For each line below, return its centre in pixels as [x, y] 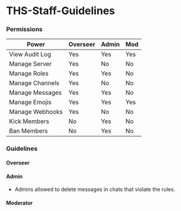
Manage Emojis [30, 103]
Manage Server [30, 64]
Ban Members [29, 131]
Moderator [19, 203]
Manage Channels [34, 83]
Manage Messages [35, 93]
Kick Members [29, 121]
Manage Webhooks [36, 112]
